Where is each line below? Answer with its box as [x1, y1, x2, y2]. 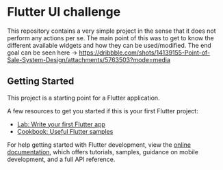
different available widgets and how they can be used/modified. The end [7, 41, 212, 49]
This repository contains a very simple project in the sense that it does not [7, 27, 217, 35]
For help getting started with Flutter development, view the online [7, 141, 192, 149]
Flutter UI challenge [7, 4, 121, 20]
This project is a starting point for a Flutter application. [7, 94, 160, 102]
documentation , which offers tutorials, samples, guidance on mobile [7, 147, 198, 156]
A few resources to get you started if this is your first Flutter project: [7, 107, 198, 115]
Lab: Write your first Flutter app [16, 120, 106, 128]
